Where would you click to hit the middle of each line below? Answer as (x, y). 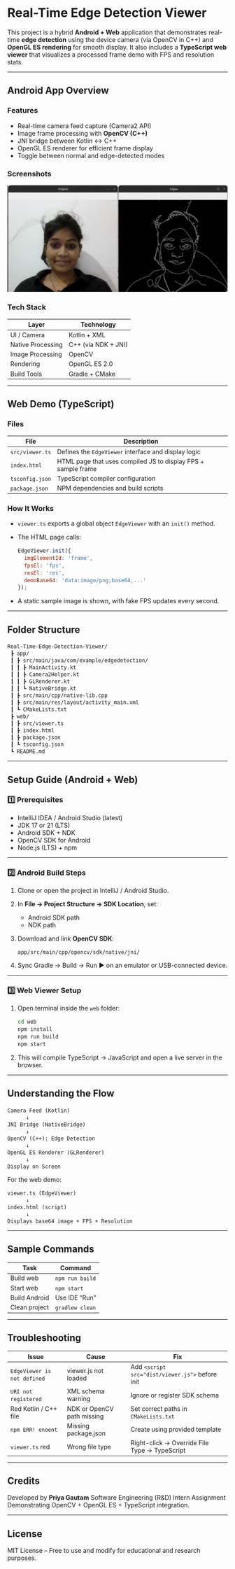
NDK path (42, 925)
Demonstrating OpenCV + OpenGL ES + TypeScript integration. (99, 1505)
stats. (15, 62)
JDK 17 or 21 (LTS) (44, 825)
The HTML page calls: (49, 537)
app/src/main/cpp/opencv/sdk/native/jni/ (78, 952)
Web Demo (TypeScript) (61, 404)
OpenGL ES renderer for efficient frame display (85, 148)
